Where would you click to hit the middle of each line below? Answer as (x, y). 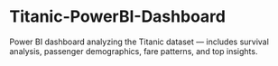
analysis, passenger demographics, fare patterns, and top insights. (134, 51)
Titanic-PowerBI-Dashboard (117, 17)
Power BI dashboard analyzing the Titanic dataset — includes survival (139, 42)
